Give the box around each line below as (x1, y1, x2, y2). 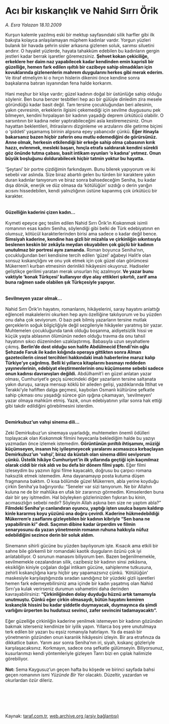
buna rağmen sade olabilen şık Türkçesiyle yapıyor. (5, 279, 116, 285)
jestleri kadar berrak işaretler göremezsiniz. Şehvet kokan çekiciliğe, (5, 53, 149, 59)
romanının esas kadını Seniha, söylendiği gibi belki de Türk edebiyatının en (5, 225, 160, 231)
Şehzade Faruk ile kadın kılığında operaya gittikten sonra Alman (5, 349, 141, 355)
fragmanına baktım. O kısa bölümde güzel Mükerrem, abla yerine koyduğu (5, 478, 159, 484)
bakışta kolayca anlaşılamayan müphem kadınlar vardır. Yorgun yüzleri (5, 37, 151, 43)
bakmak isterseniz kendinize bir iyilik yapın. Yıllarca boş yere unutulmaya (5, 623, 156, 629)
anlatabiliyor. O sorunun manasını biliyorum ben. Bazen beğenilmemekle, (5, 553, 156, 559)
